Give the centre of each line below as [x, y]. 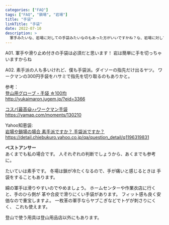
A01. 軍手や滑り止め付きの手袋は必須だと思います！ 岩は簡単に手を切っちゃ [84, 53]
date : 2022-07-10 [23, 29]
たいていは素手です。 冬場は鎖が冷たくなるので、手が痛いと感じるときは [80, 171]
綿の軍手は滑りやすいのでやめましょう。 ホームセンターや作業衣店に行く [80, 188]
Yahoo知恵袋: [19, 125]
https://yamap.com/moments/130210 [44, 115]
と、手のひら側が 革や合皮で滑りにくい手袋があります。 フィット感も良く [81, 194]
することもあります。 [36, 177]
